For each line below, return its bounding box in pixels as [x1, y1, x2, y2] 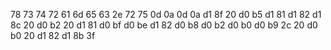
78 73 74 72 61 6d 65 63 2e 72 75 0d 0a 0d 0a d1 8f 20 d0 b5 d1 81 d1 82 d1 [10, 9, 322, 20]
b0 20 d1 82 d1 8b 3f [10, 30, 96, 41]
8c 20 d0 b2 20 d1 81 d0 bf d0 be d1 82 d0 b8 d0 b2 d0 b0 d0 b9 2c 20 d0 [10, 19, 318, 31]
